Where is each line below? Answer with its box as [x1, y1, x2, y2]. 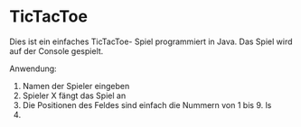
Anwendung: [9, 63, 57, 74]
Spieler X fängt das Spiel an [22, 90, 127, 101]
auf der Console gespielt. [9, 45, 104, 56]
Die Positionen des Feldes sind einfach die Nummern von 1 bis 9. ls [22, 99, 272, 110]
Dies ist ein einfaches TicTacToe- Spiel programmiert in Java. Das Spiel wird [9, 36, 293, 47]
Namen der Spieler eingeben [22, 80, 130, 91]
